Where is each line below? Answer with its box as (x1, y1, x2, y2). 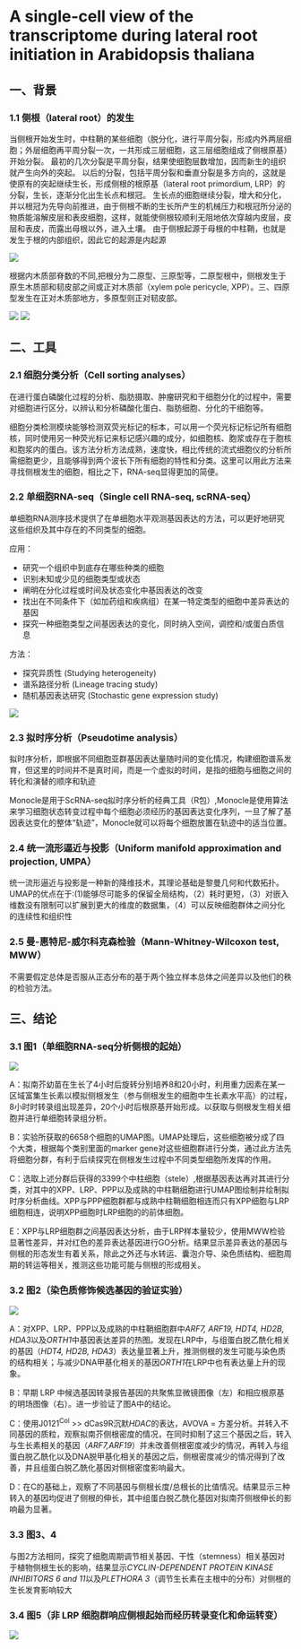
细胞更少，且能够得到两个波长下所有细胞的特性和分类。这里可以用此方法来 (16, 455, 292, 465)
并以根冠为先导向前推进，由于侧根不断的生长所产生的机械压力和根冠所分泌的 (9, 200, 292, 212)
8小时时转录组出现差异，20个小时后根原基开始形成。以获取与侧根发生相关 (9, 1101, 284, 1113)
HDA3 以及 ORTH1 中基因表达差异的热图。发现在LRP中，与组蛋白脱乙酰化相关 (9, 1334, 291, 1345)
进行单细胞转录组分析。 (24, 1113, 112, 1124)
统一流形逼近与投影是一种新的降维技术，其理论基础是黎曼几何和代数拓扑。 (9, 877, 284, 889)
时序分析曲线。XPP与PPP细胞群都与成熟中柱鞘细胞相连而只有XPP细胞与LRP (9, 1195, 289, 1207)
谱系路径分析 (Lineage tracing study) (21, 679, 159, 690)
